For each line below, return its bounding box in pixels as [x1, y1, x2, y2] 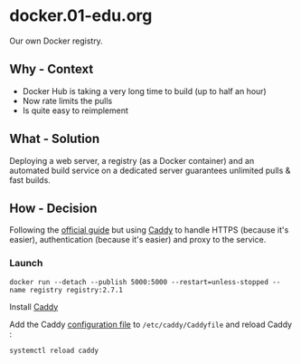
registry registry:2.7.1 [29, 285, 124, 294]
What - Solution [9, 131, 100, 147]
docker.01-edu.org [9, 5, 153, 26]
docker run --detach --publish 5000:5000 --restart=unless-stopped [9, 277, 269, 286]
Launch [9, 257, 43, 270]
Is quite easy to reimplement [22, 105, 129, 116]
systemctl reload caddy [9, 346, 99, 355]
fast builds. [9, 174, 52, 186]
